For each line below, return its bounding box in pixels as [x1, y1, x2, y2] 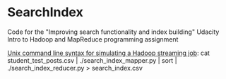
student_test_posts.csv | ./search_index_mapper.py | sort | [7, 56, 178, 64]
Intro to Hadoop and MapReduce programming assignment [7, 35, 179, 43]
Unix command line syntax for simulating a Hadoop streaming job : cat [7, 49, 210, 57]
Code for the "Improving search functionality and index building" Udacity [7, 28, 220, 36]
